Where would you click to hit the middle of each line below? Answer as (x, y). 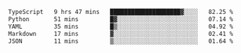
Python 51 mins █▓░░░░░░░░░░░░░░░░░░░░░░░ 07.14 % (121, 19)
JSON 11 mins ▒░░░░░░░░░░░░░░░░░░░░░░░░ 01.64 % (121, 41)
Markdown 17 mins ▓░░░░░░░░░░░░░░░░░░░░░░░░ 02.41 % (121, 34)
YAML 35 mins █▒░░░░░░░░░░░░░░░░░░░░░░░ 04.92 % (121, 26)
